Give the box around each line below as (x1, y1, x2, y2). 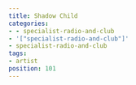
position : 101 (8, 65, 57, 73)
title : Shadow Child (8, 11, 79, 20)
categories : (8, 19, 49, 28)
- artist (8, 57, 38, 66)
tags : (8, 49, 27, 57)
